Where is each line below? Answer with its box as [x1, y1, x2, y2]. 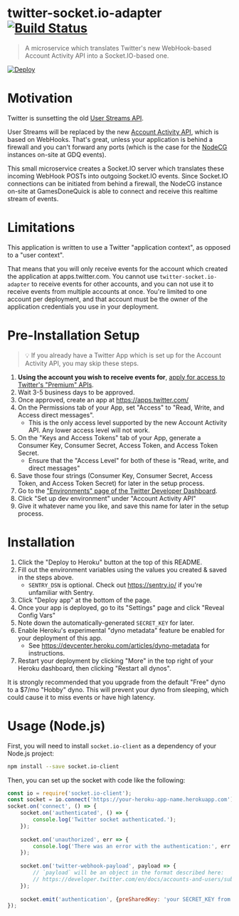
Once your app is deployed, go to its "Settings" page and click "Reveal [17, 603, 225, 611]
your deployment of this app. [17, 633, 103, 642]
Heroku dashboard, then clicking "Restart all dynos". [17, 663, 172, 672]
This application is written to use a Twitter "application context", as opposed [7, 243, 231, 251]
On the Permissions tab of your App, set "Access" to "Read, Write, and [17, 403, 225, 412]
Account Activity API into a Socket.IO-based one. [24, 51, 169, 60]
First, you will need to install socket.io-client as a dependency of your [7, 741, 217, 750]
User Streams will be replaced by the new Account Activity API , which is [7, 127, 219, 136]
